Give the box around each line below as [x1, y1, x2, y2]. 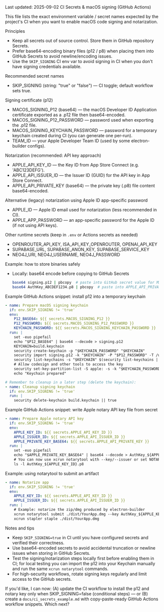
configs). [27, 143, 45, 148]
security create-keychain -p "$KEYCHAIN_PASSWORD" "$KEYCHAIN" [14, 348, 145, 353]
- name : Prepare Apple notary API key [5, 416, 84, 422]
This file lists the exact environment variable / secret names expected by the [5, 14, 159, 19]
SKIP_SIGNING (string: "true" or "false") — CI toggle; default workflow [12, 83, 154, 88]
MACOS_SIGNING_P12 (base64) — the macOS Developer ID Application [12, 107, 157, 112]
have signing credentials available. [12, 63, 82, 69]
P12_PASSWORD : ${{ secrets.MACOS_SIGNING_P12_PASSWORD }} [14, 321, 134, 326]
